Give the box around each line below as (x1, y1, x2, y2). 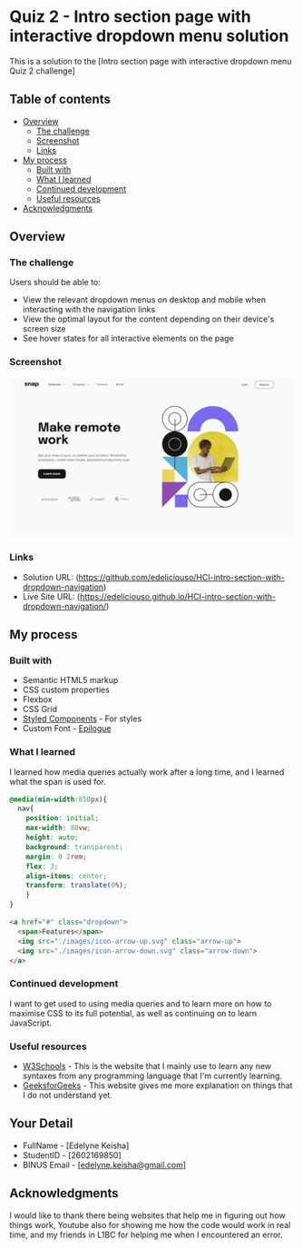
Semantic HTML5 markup (22, 675, 119, 686)
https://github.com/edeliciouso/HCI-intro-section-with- (78, 571, 286, 582)
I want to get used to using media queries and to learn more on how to (9, 997, 272, 1009)
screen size (22, 323, 66, 334)
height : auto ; (25, 833, 79, 842)
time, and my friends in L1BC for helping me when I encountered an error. (9, 1229, 283, 1240)
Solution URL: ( (22, 571, 79, 582)
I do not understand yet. (22, 1090, 113, 1101)
